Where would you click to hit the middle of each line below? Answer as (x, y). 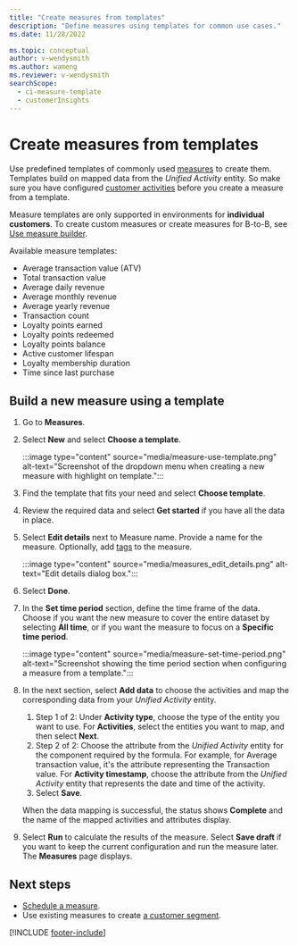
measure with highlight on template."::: (93, 476)
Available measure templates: (63, 251)
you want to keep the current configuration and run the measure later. (150, 847)
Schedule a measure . (61, 906)
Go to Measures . (54, 423)
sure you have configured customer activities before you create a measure (146, 188)
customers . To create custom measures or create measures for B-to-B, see (149, 224)
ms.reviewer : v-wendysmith (59, 75)
